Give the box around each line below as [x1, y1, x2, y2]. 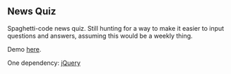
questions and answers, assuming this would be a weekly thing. [7, 31, 193, 40]
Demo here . [7, 45, 42, 53]
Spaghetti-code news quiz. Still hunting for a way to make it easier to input [7, 24, 225, 32]
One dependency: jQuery [7, 59, 81, 67]
